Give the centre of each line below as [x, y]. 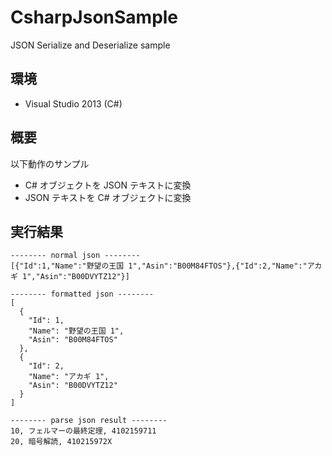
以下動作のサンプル [50, 163]
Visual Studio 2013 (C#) [73, 103]
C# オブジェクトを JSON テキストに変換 [108, 185]
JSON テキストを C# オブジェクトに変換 [108, 197]
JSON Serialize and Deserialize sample [90, 45]
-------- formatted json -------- [82, 294]
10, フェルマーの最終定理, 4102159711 [83, 431]
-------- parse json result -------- [89, 421]
